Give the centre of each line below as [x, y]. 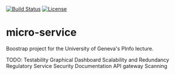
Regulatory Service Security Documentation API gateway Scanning [87, 66]
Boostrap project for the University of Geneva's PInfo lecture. [80, 48]
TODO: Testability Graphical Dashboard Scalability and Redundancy [88, 60]
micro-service [42, 33]
